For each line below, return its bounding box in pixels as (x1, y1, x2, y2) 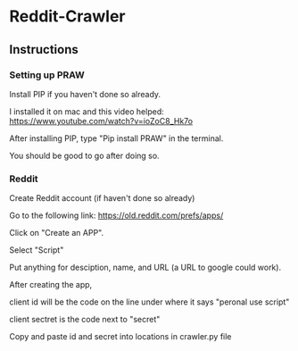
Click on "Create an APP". (9, 228, 104, 238)
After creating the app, (9, 280, 93, 290)
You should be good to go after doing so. (9, 150, 160, 161)
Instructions (9, 42, 79, 57)
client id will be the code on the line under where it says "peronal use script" (9, 297, 290, 307)
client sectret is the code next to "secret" (9, 314, 161, 325)
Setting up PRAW (9, 69, 85, 81)
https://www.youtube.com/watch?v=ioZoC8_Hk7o (9, 115, 194, 126)
